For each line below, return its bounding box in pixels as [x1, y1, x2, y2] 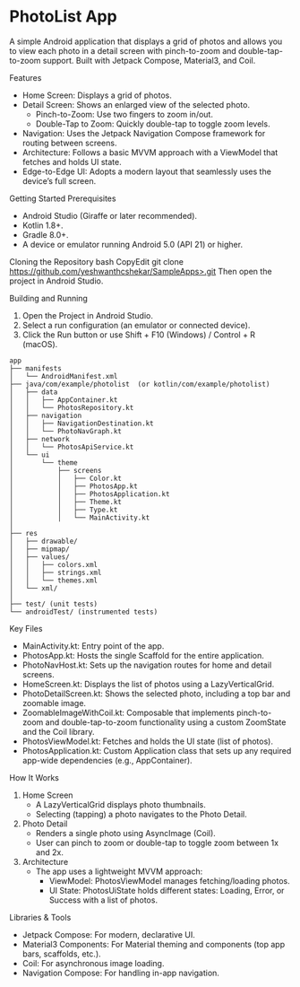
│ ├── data [9, 388, 58, 397]
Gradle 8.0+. [21, 229, 69, 240]
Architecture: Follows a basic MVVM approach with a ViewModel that [21, 146, 279, 158]
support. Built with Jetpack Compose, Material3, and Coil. [42, 55, 256, 66]
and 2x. [35, 846, 64, 858]
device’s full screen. [21, 175, 97, 186]
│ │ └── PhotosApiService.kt [9, 442, 134, 451]
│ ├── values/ [9, 552, 70, 562]
